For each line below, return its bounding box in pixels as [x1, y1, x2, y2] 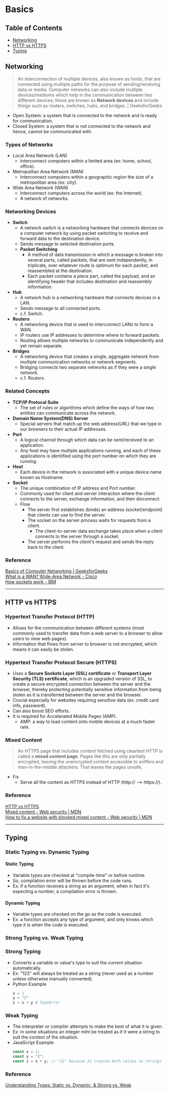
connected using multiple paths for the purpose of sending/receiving [17, 81, 160, 87]
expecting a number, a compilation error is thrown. [12, 889, 117, 895]
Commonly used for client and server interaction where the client [20, 490, 155, 496]
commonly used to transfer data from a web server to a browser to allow [12, 630, 163, 636]
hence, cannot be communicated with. [12, 128, 93, 134]
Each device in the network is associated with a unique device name [20, 469, 162, 475]
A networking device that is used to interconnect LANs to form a [20, 322, 153, 328]
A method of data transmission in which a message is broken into [27, 251, 163, 258]
